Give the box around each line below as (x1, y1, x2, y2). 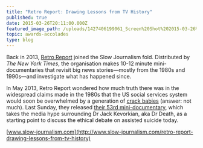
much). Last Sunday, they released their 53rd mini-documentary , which (6, 104, 184, 111)
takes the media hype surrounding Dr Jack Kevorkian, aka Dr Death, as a (6, 110, 187, 117)
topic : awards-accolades (6, 31, 69, 37)
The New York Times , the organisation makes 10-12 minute (6, 60, 153, 67)
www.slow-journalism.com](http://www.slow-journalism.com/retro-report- (8, 128, 193, 135)
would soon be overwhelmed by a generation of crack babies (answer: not (6, 97, 192, 105)
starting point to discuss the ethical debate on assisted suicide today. (6, 117, 179, 124)
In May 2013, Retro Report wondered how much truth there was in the (6, 85, 179, 91)
